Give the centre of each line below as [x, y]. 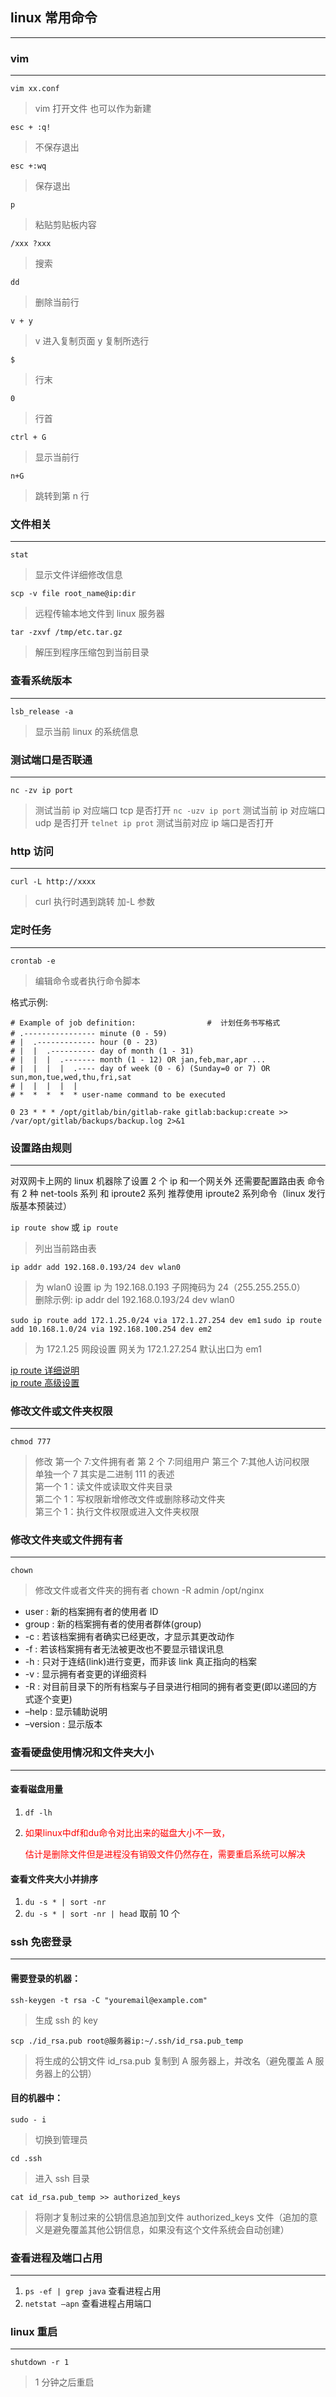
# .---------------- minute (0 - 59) [89, 1033]
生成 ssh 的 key [66, 2020]
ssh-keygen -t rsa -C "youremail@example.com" [109, 2000]
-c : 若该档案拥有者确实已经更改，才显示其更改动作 [129, 1637]
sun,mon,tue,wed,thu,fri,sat [71, 1077]
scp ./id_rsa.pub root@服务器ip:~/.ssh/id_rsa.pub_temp [127, 2041]
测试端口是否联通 [51, 760]
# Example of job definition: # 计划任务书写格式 [145, 1023]
